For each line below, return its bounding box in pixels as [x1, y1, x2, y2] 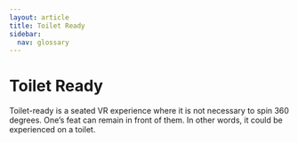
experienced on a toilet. [9, 124, 96, 135]
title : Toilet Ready [9, 21, 86, 30]
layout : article [9, 12, 69, 22]
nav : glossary [17, 37, 69, 47]
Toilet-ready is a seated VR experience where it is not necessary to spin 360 [9, 106, 289, 116]
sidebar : [9, 29, 42, 38]
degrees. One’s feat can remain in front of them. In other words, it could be [9, 115, 283, 125]
